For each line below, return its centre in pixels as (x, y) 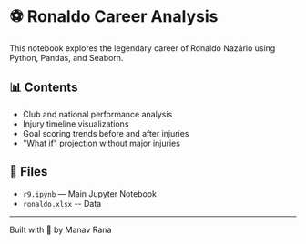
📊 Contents (44, 88)
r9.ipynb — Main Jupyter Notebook (90, 193)
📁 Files (29, 172)
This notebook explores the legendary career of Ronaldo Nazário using (143, 48)
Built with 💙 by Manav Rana (61, 229)
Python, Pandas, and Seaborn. (66, 57)
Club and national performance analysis (97, 114)
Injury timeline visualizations (76, 124)
